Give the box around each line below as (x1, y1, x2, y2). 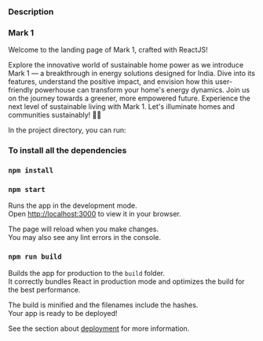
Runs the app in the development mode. (8, 201, 137, 210)
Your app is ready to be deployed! (8, 308, 118, 317)
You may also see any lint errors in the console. (8, 233, 161, 242)
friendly (8, 85, 34, 95)
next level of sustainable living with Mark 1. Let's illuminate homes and (8, 102, 236, 111)
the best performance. (8, 285, 81, 294)
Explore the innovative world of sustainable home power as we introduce (8, 60, 244, 70)
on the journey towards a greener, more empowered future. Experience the (8, 93, 251, 103)
